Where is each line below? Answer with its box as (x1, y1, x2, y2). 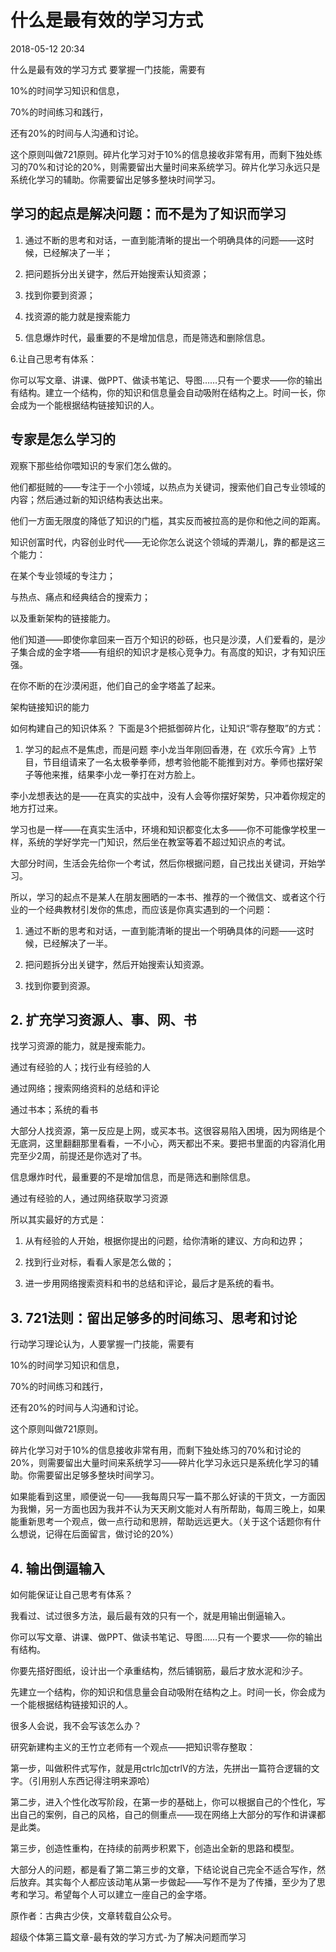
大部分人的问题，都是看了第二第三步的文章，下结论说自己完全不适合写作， (10, 1864, 317, 1875)
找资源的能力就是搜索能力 (24, 310, 131, 322)
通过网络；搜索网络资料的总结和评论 (10, 1082, 160, 1095)
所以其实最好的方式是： (10, 1214, 107, 1226)
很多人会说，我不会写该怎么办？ (10, 1720, 142, 1731)
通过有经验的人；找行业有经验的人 (10, 1061, 151, 1073)
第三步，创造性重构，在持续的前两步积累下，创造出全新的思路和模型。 (10, 1842, 300, 1854)
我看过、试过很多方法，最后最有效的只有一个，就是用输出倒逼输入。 (10, 1610, 291, 1621)
